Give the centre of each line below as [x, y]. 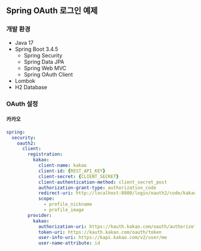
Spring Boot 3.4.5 [36, 49]
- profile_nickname [68, 204]
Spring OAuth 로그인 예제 [52, 11]
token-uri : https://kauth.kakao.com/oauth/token [100, 232]
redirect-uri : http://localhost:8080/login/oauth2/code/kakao [117, 193]
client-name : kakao [62, 166]
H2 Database [31, 87]
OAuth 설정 [22, 103]
